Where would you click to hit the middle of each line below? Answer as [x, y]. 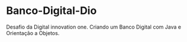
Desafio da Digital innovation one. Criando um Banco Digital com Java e [94, 27]
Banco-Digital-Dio [51, 11]
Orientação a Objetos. [33, 33]
